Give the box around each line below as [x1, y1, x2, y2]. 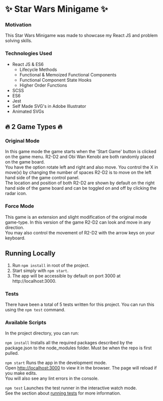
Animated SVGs [12, 108, 44, 114]
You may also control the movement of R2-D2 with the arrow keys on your [5, 230, 155, 235]
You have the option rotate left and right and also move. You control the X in [5, 164, 159, 170]
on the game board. [5, 159, 45, 165]
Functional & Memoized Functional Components [19, 71, 117, 77]
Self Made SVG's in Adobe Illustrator [12, 103, 86, 109]
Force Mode [5, 203, 34, 210]
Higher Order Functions [19, 82, 67, 88]
